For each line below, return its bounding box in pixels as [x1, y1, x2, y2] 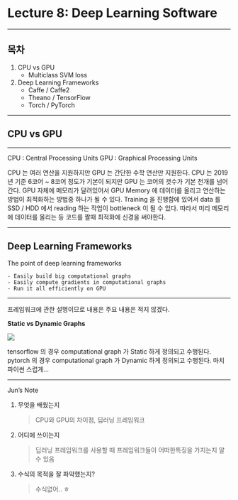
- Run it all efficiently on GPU [7, 286, 106, 293]
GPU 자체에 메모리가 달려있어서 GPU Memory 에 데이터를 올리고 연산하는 [22, 186, 226, 195]
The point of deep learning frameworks [7, 259, 122, 268]
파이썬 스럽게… [7, 365, 50, 374]
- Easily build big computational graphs [7, 273, 132, 280]
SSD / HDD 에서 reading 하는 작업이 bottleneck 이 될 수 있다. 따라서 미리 [7, 204, 210, 212]
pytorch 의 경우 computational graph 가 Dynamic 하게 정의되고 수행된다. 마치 [7, 357, 225, 365]
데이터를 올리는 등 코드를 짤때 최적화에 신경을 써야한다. [14, 212, 166, 221]
